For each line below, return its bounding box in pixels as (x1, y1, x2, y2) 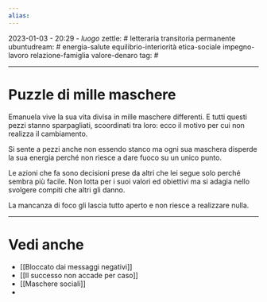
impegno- (222, 41, 255, 52)
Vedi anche (8, 235, 85, 254)
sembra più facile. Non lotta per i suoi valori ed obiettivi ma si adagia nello (8, 176, 250, 186)
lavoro (8, 50, 29, 60)
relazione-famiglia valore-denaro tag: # (30, 50, 159, 60)
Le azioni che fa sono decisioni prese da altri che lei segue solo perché (8, 168, 241, 177)
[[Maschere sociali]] (19, 279, 86, 288)
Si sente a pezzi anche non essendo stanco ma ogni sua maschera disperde (8, 144, 257, 153)
